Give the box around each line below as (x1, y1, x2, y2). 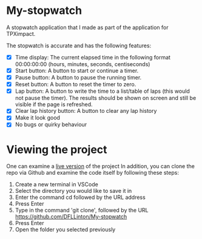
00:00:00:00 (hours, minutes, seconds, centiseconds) (15, 61, 150, 67)
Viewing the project (6, 143, 107, 157)
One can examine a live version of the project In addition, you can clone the (6, 163, 195, 170)
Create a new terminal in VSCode (15, 181, 98, 188)
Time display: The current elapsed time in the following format (15, 53, 171, 61)
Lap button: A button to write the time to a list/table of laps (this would (15, 87, 190, 95)
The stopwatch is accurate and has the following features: (6, 42, 152, 49)
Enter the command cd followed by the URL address (15, 194, 146, 201)
